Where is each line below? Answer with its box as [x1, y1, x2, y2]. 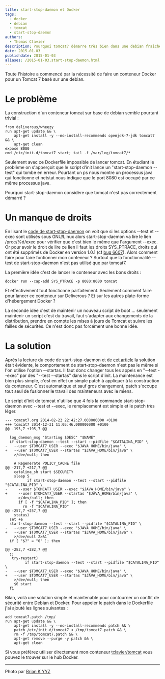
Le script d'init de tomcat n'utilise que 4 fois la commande [5, 398, 123, 404]
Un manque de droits [5, 212, 92, 223]
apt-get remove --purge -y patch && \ [14, 636, 93, 641]
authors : [5, 35, 23, 40]
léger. [5, 408, 17, 414]
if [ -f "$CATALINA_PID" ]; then [18, 500, 87, 505]
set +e [9, 517, 23, 522]
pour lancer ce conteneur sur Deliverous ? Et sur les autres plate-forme [5, 293, 149, 299]
